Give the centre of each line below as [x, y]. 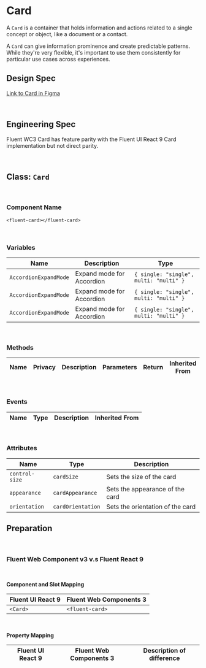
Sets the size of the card [141, 477]
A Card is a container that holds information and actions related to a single [99, 28]
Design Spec [31, 78]
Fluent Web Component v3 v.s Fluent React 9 [75, 559]
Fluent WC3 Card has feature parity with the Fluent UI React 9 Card [91, 139]
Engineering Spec [41, 124]
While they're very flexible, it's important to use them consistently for [93, 52]
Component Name [34, 207]
